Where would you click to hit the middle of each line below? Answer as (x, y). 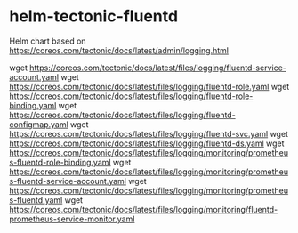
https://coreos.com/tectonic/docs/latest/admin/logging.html (119, 50)
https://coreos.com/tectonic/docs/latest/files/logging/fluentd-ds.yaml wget (147, 143)
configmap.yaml (39, 124)
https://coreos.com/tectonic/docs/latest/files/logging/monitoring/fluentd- (144, 209)
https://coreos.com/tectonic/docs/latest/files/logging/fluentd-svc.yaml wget (149, 133)
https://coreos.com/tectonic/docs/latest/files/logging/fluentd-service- (158, 68)
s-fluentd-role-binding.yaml (60, 162)
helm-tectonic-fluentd (94, 16)
